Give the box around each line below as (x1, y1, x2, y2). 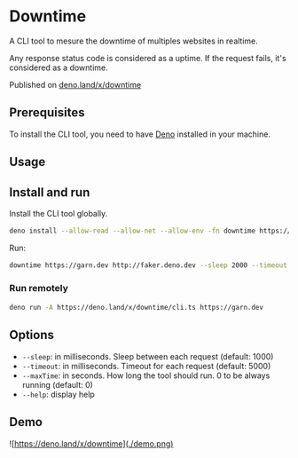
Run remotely (9, 281, 68, 294)
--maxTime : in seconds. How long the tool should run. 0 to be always (21, 370, 271, 381)
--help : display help (21, 389, 95, 399)
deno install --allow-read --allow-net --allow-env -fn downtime (9, 226, 255, 235)
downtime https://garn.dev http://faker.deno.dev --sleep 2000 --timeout (9, 260, 288, 270)
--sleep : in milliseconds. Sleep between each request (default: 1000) (21, 351, 274, 361)
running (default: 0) (21, 379, 93, 390)
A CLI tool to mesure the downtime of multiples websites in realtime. (9, 36, 259, 46)
